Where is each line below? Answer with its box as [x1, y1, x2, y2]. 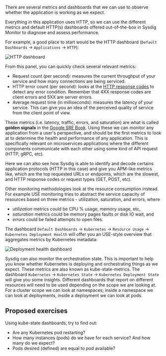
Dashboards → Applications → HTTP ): [5, 44, 79, 50]
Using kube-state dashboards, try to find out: [5, 320, 98, 326]
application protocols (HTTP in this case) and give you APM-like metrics [5, 166, 153, 172]
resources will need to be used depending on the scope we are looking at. [5, 282, 157, 288]
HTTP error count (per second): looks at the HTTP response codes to [12, 84, 155, 89]
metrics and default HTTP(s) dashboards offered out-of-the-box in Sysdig [5, 24, 157, 30]
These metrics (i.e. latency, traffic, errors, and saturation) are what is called [5, 120, 159, 125]
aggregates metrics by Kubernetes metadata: [5, 237, 98, 242]
